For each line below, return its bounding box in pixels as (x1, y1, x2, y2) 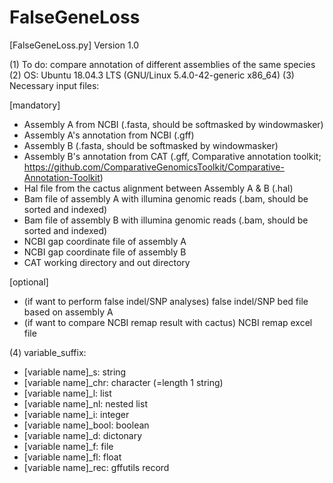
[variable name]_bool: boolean (23, 419, 150, 431)
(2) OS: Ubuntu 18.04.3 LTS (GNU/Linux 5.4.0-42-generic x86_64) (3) (9, 69, 295, 81)
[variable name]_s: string (23, 366, 127, 378)
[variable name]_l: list (23, 387, 112, 399)
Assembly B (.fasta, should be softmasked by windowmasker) (23, 139, 279, 151)
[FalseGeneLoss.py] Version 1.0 (9, 39, 140, 51)
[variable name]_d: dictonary (23, 429, 143, 441)
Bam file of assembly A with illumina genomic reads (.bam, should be (23, 192, 309, 205)
